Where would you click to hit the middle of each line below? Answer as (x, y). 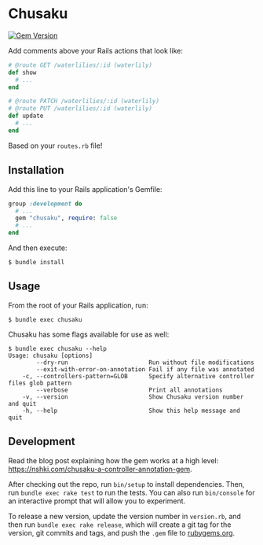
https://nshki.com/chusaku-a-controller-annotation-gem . (100, 469)
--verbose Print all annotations (130, 390)
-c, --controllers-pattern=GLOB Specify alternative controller (139, 376)
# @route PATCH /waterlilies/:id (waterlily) (84, 101)
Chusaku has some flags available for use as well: (89, 334)
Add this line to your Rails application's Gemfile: (85, 189)
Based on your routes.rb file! (55, 145)
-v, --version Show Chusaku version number (133, 397)
